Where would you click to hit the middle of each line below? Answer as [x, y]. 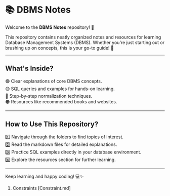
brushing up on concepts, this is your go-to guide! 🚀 [59, 48]
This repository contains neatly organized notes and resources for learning [83, 37]
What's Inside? [30, 69]
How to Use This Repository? [52, 124]
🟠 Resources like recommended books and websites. [61, 101]
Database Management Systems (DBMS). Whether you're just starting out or [85, 42]
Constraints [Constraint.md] [41, 188]
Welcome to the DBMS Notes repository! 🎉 [50, 27]
